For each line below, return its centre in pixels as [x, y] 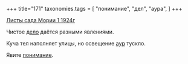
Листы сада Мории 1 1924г [41, 20]
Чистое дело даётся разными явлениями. [60, 32]
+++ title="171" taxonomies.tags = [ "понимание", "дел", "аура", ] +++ [94, 9]
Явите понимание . [30, 55]
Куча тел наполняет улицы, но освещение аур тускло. [76, 43]
